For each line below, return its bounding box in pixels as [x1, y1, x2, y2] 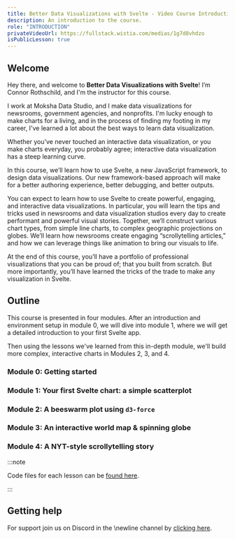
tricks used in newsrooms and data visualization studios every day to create [7, 209, 226, 217]
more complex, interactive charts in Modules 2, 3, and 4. [7, 349, 170, 357]
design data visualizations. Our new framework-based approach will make [7, 173, 221, 182]
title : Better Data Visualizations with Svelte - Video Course [7, 10, 196, 17]
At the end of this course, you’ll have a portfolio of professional [7, 252, 189, 261]
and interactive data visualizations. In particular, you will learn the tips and [7, 201, 220, 210]
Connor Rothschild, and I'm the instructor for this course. [7, 88, 171, 96]
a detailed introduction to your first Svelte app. [7, 328, 141, 336]
